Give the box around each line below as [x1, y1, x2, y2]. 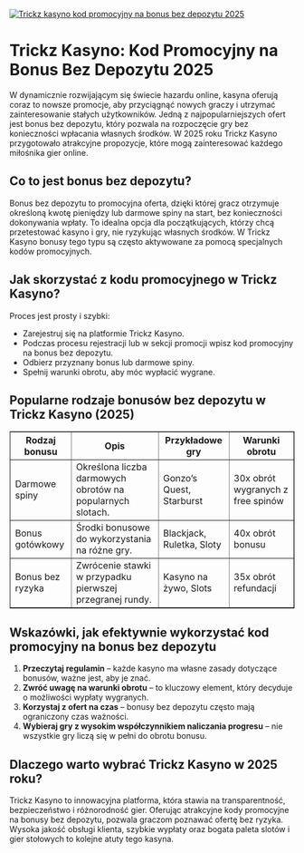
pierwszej [75, 582, 118, 595]
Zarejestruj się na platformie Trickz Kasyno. [22, 327, 185, 339]
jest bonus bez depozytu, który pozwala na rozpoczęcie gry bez [9, 118, 249, 129]
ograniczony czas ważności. [22, 712, 129, 722]
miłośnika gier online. [9, 147, 89, 158]
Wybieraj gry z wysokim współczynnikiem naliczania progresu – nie [22, 721, 283, 732]
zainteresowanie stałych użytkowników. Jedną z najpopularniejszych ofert [9, 109, 287, 120]
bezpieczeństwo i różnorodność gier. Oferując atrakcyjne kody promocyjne [9, 805, 290, 815]
